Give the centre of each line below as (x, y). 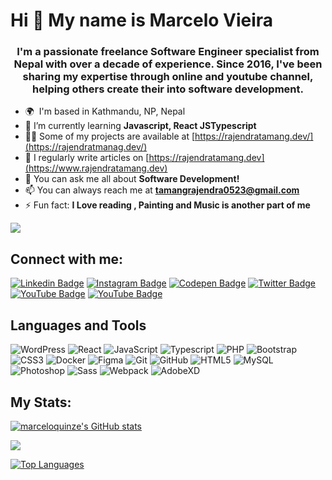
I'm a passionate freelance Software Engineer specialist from (168, 52)
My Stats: (41, 402)
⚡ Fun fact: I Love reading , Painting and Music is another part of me (167, 205)
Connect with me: (67, 259)
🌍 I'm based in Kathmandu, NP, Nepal (105, 111)
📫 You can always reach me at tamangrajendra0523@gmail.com (162, 190)
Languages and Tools (78, 325)
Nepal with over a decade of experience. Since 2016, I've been (168, 64)
